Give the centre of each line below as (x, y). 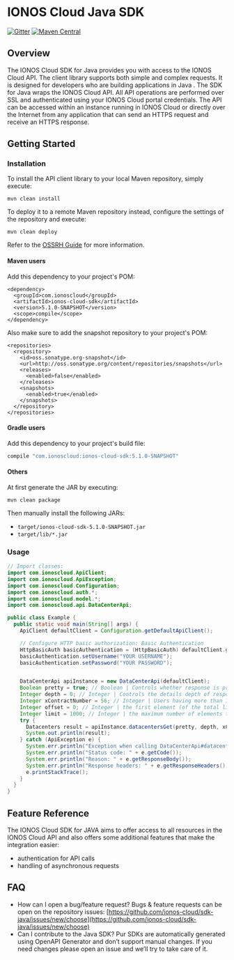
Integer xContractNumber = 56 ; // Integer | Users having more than (121, 701)
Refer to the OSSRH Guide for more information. (76, 245)
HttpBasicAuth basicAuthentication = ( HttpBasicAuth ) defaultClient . (123, 650)
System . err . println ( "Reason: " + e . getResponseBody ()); (108, 759)
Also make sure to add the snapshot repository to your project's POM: (107, 332)
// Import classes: (36, 566)
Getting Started (41, 144)
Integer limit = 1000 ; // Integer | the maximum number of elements (121, 714)
